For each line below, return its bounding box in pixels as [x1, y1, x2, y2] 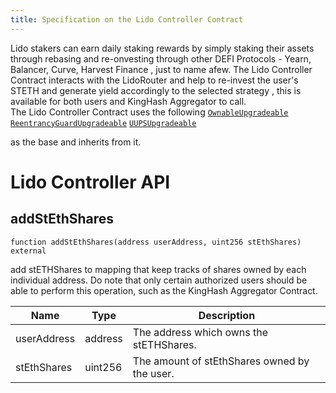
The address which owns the [132, 325, 269, 339]
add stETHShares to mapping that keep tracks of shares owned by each [10, 263, 307, 275]
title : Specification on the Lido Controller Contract [10, 14, 244, 25]
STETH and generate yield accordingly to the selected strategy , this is [10, 84, 302, 96]
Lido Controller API [10, 171, 171, 193]
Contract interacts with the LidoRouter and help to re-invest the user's [10, 74, 299, 86]
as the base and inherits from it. [10, 136, 142, 148]
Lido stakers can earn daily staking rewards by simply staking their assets [10, 42, 315, 54]
